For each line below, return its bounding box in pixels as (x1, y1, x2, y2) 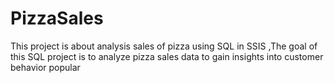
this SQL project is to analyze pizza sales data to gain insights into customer (10, 50, 324, 62)
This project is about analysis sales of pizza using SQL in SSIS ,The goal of (10, 40, 318, 52)
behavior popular (10, 61, 81, 73)
